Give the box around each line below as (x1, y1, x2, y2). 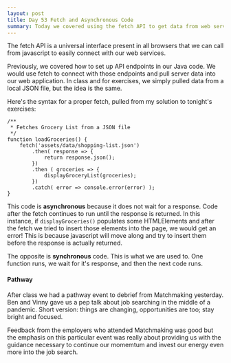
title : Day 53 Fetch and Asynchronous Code (7, 16, 134, 23)
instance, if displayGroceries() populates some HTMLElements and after (7, 217, 214, 225)
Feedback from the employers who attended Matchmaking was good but (7, 326, 214, 334)
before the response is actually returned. (7, 239, 122, 247)
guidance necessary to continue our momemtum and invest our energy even (7, 340, 224, 349)
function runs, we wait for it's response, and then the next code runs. (7, 259, 203, 268)
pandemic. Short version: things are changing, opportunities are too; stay (7, 305, 214, 313)
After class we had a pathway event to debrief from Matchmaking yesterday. (7, 290, 224, 299)
